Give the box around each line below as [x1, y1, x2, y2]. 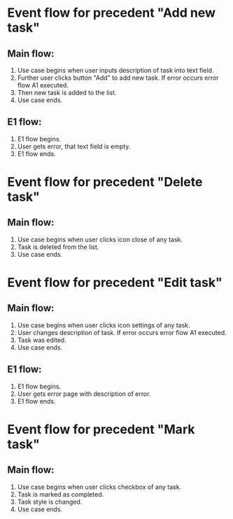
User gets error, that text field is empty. [17, 142, 131, 150]
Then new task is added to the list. [17, 89, 117, 97]
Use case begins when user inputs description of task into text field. [17, 66, 214, 74]
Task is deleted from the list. [17, 243, 99, 251]
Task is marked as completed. [17, 490, 104, 498]
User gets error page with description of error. [17, 390, 151, 398]
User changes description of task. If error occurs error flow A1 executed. [17, 328, 227, 336]
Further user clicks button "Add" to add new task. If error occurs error [17, 73, 219, 82]
